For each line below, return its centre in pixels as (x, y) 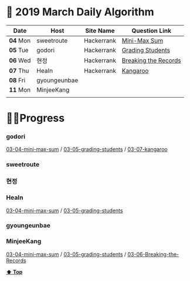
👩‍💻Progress (35, 118)
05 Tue (19, 50)
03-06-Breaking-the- (153, 254)
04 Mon (20, 41)
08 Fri (17, 80)
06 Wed (20, 60)
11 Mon (20, 89)
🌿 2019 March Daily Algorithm (80, 12)
